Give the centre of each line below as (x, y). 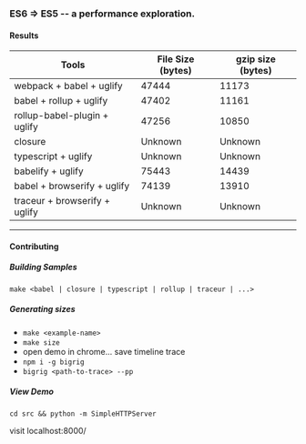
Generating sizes (42, 309)
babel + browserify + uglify (72, 187)
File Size (176, 59)
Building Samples (43, 267)
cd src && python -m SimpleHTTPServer (83, 414)
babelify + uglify (49, 171)
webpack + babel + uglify (68, 86)
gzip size (255, 59)
